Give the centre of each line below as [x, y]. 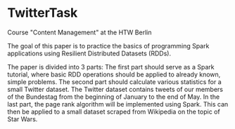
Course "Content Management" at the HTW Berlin [80, 32]
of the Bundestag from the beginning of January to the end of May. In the [114, 97]
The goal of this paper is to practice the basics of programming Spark [108, 46]
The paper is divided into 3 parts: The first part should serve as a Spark [111, 67]
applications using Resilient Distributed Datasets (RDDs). [89, 53]
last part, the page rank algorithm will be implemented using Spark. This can [118, 104]
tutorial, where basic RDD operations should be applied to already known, [114, 74]
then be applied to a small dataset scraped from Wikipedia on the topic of [114, 111]
